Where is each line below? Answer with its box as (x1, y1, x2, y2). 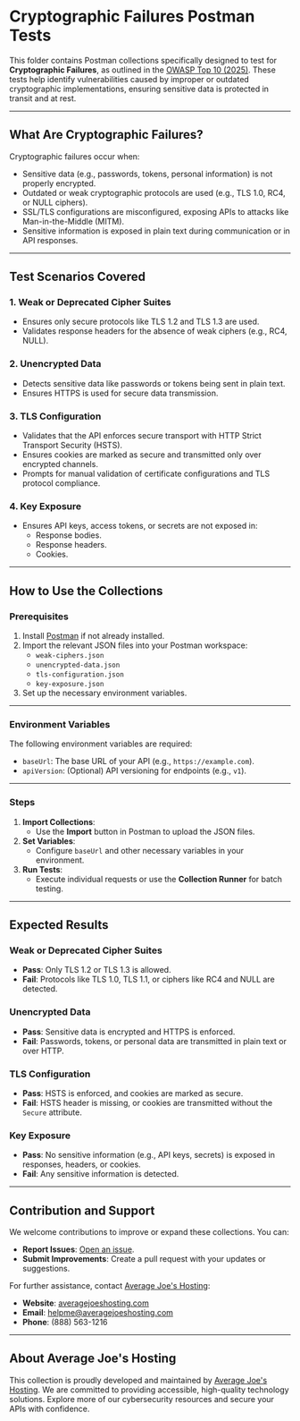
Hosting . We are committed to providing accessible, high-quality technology (9, 1384, 289, 1395)
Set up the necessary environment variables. (21, 687, 187, 699)
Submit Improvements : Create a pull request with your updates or (21, 1254, 266, 1264)
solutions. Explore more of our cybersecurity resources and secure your (9, 1393, 275, 1404)
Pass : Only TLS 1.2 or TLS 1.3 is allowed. (21, 965, 171, 975)
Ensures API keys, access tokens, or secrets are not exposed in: (21, 521, 258, 532)
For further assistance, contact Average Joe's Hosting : (9, 1281, 211, 1290)
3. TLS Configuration (9, 410, 102, 422)
